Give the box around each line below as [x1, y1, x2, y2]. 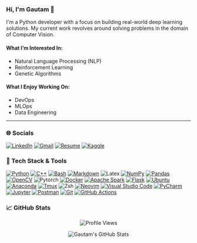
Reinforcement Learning [14, 64, 73, 71]
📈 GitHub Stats [6, 204, 51, 212]
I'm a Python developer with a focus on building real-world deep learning [6, 19, 183, 26]
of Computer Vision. [6, 31, 55, 38]
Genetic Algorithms [14, 70, 62, 77]
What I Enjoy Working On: [6, 83, 70, 90]
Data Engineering [14, 108, 57, 116]
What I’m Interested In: [6, 44, 63, 52]
